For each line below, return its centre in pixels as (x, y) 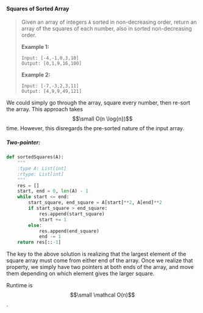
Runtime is (20, 285)
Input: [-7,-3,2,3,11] (50, 86)
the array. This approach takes (45, 109)
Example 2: (36, 75)
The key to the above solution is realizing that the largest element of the (96, 254)
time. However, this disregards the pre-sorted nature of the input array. (95, 128)
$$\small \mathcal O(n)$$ (102, 295)
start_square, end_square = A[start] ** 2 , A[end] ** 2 (95, 203)
